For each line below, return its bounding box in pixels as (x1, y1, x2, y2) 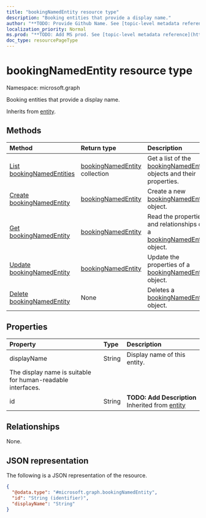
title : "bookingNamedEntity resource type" (6, 9, 120, 15)
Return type (80, 143, 116, 152)
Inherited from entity (126, 400, 186, 409)
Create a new (147, 187, 186, 195)
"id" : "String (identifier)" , (12, 495, 89, 501)
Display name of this (126, 350, 186, 359)
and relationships (147, 220, 197, 228)
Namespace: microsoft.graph (6, 84, 80, 91)
